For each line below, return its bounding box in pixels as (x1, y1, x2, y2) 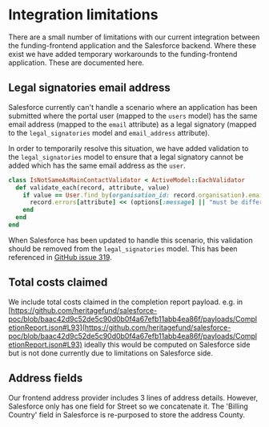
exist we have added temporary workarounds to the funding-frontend (8, 49, 238, 59)
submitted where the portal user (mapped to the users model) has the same (8, 111, 258, 120)
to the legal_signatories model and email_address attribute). (8, 128, 211, 137)
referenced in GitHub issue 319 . (8, 252, 112, 262)
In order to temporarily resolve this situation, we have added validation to (8, 143, 249, 153)
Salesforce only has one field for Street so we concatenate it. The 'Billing (8, 401, 248, 411)
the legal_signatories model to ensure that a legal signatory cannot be (8, 152, 244, 161)
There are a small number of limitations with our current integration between (8, 32, 260, 42)
